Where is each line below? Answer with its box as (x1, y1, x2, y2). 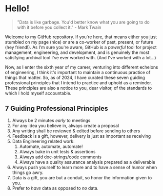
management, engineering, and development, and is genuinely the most (5, 49, 150, 55)
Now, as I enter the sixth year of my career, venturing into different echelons (5, 64, 159, 70)
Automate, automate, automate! (19, 143, 83, 149)
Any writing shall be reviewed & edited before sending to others (12, 128, 140, 134)
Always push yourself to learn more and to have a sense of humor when (12, 164, 157, 170)
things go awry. (12, 170, 44, 175)
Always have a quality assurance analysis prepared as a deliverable (19, 159, 155, 165)
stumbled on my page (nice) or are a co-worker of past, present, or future (5, 39, 154, 45)
